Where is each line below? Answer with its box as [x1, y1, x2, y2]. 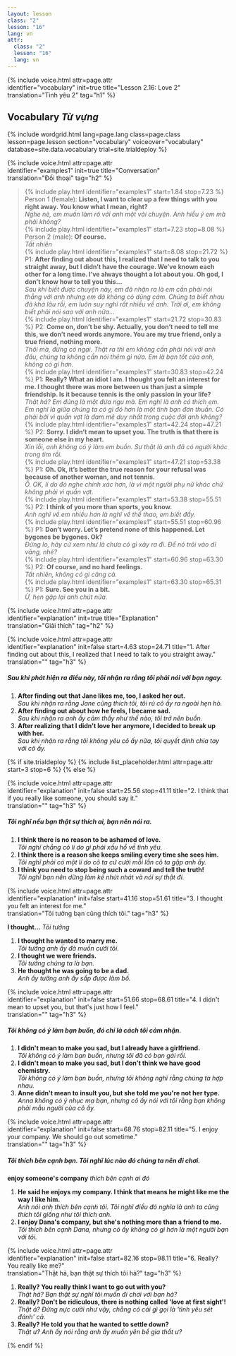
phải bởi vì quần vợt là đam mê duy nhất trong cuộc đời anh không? [24, 412, 223, 421]
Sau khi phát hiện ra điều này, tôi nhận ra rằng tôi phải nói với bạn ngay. [7, 674, 223, 682]
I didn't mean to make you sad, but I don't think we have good [17, 1059, 201, 1067]
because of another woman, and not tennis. [24, 472, 156, 481]
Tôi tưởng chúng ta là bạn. [17, 958, 95, 968]
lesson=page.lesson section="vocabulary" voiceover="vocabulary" [7, 137, 204, 145]
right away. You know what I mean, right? [24, 202, 148, 210]
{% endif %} [7, 1341, 44, 1350]
